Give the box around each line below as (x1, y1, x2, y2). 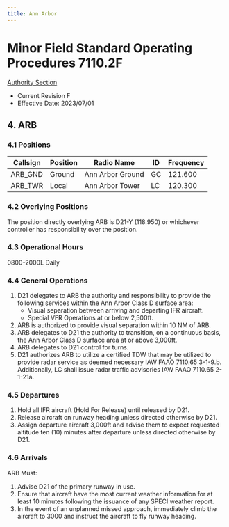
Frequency (167, 158, 205, 168)
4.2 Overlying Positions (7, 202, 89, 212)
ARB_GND (10, 170, 44, 180)
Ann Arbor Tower (84, 181, 140, 191)
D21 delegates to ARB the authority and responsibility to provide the (17, 292, 212, 300)
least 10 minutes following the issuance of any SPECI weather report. (17, 497, 214, 505)
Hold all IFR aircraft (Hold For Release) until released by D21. (17, 406, 189, 414)
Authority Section (7, 78, 58, 86)
